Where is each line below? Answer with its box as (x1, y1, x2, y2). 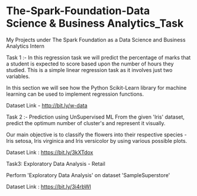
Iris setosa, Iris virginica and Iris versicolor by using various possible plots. (6, 137, 188, 144)
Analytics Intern (6, 43, 45, 50)
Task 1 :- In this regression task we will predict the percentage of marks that (6, 54, 191, 61)
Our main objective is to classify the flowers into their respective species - (6, 131, 188, 138)
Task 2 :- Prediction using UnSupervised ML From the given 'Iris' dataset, (6, 113, 185, 120)
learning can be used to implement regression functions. (6, 90, 144, 97)
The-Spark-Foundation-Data (6, 4, 150, 18)
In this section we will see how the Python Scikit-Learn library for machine (6, 84, 187, 91)
